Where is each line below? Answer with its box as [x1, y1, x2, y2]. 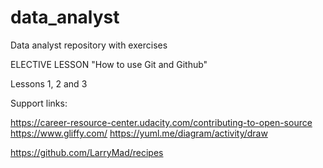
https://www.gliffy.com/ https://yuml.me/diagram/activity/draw [10, 127, 268, 139]
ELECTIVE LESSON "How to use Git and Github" [10, 58, 208, 70]
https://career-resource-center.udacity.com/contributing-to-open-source [10, 116, 313, 128]
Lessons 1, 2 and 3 [10, 77, 88, 90]
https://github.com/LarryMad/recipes [10, 146, 164, 158]
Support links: [10, 97, 68, 109]
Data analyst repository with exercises [10, 39, 168, 51]
